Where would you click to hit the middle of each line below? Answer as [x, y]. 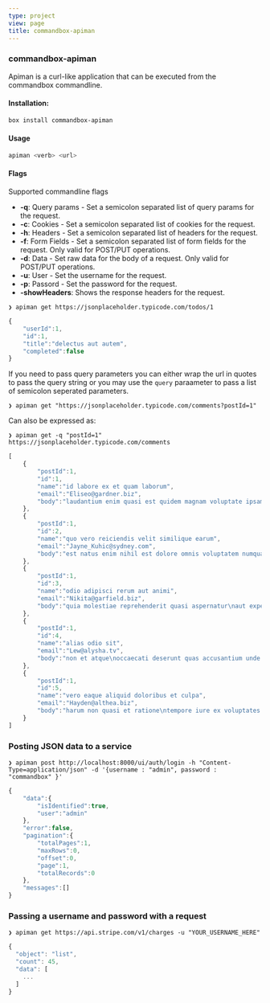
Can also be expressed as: [52, 421]
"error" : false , [48, 829]
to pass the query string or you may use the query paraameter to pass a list [133, 383]
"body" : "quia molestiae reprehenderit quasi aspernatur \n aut [142, 606]
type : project [32, 16]
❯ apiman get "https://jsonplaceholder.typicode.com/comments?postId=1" [133, 406]
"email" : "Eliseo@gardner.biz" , [90, 494]
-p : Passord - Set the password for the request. [98, 284]
